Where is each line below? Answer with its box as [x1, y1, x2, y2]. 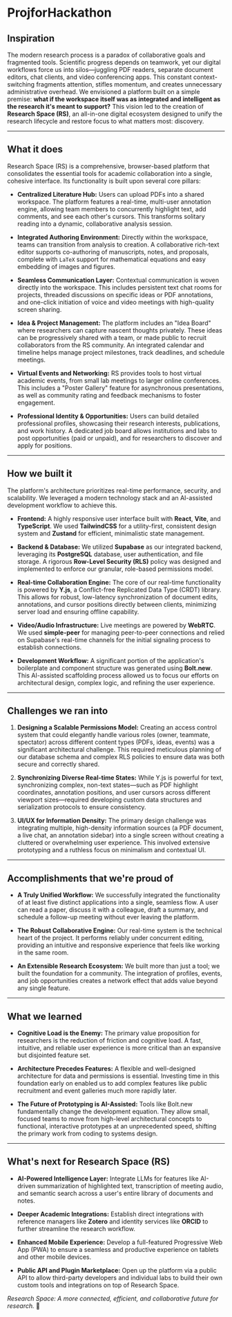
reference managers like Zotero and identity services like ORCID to [17, 1217, 209, 1226]
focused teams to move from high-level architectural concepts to [17, 1115, 202, 1123]
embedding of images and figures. [17, 262, 116, 271]
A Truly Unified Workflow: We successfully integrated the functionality [17, 891, 221, 899]
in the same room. [17, 948, 69, 957]
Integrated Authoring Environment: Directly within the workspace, [17, 233, 209, 241]
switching [7, 80, 35, 88]
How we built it [7, 468, 72, 479]
